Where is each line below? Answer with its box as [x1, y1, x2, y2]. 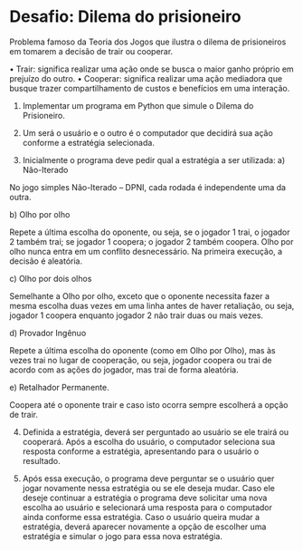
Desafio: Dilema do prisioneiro [9, 6, 241, 27]
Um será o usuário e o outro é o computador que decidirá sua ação [22, 127, 273, 138]
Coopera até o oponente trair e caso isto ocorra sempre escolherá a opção [9, 399, 289, 410]
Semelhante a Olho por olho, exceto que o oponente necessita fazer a [9, 290, 270, 301]
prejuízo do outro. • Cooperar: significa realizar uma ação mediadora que [9, 72, 283, 83]
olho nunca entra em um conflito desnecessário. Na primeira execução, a [9, 246, 283, 256]
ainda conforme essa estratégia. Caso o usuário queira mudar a [22, 511, 260, 522]
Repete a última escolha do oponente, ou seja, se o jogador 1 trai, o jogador [9, 227, 291, 237]
